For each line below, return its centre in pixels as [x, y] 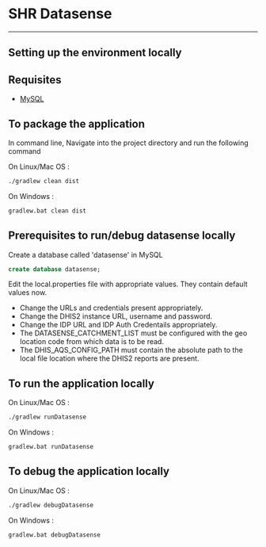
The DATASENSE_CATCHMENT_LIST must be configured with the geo [133, 333]
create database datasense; [55, 269]
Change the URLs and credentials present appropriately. [111, 308]
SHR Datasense [60, 14]
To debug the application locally [89, 471]
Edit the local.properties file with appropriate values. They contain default [128, 284]
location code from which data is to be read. [92, 342]
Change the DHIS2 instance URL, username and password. [116, 316]
